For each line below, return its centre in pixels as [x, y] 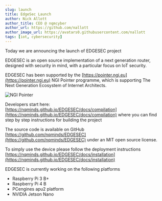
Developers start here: [28, 104]
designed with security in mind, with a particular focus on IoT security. [76, 65]
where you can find [137, 114]
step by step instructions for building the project [54, 120]
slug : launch [18, 10]
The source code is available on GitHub [45, 129]
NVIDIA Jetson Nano [33, 194]
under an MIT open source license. [122, 139]
